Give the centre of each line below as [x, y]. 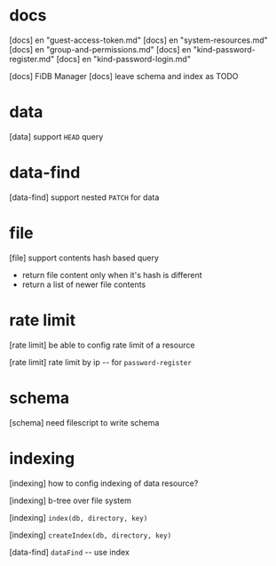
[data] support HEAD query [56, 136]
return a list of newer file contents [84, 284]
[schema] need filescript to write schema [84, 422]
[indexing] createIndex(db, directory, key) [91, 535]
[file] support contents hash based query [84, 258]
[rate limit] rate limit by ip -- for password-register [101, 362]
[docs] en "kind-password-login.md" [123, 59]
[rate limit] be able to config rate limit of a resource [102, 345]
